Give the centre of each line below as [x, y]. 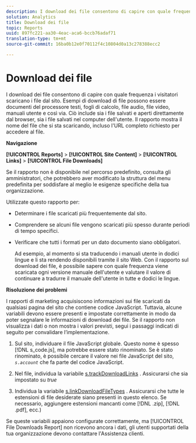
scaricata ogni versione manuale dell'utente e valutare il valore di [92, 272]
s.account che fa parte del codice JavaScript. [69, 362]
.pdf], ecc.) [28, 410]
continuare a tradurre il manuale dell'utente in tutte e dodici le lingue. [97, 278]
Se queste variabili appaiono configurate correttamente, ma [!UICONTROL [95, 421]
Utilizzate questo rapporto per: [43, 202]
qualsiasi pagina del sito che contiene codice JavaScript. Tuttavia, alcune [94, 307]
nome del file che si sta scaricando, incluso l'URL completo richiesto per [93, 125]
